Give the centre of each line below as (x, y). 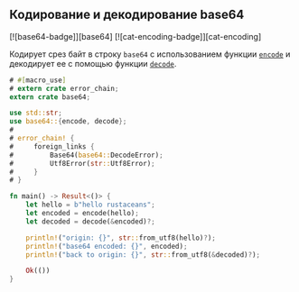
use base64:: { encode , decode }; (68, 122)
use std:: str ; (36, 113)
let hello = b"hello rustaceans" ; (90, 205)
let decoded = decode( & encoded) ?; (90, 221)
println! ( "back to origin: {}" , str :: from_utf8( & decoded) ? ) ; (143, 255)
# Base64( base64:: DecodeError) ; (87, 155)
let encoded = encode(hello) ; (83, 214)
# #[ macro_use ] (38, 80)
